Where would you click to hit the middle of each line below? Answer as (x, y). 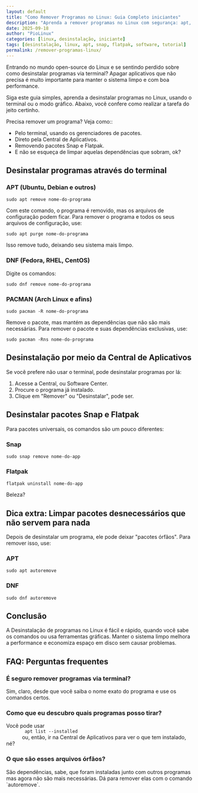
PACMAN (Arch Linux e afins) (49, 299)
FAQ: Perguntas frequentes (57, 661)
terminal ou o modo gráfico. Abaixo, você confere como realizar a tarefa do (98, 104)
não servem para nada (48, 522)
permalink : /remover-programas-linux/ (54, 50)
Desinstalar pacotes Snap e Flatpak (73, 415)
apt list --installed (51, 732)
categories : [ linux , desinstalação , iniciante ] (66, 39)
